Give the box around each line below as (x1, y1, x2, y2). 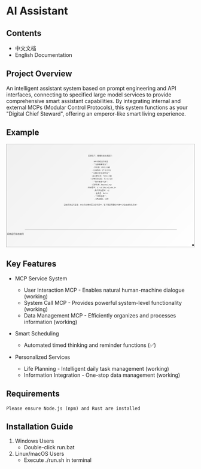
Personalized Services (14, 353, 71, 361)
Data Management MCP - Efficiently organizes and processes (23, 311, 176, 319)
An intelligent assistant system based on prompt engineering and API (6, 84, 176, 92)
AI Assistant (6, 4, 68, 18)
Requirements (6, 389, 60, 399)
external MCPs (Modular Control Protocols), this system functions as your (6, 104, 188, 111)
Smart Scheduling (14, 329, 59, 337)
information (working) (23, 318, 78, 325)
